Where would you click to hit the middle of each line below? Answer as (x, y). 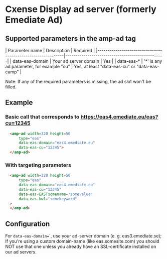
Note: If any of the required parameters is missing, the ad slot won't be (78, 82)
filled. (11, 87)
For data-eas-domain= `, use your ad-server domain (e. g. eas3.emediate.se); (83, 236)
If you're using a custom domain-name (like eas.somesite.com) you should (82, 241)
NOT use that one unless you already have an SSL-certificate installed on (81, 246)
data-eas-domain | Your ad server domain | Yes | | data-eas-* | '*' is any (87, 61)
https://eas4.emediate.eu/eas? (119, 117)
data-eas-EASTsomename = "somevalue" (56, 194)
